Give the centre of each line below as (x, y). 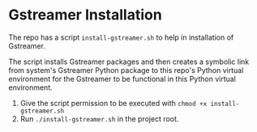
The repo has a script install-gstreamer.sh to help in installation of (121, 37)
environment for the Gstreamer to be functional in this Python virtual (122, 79)
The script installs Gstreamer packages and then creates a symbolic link (129, 62)
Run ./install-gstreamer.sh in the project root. (99, 118)
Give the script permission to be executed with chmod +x (114, 103)
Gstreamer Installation (85, 15)
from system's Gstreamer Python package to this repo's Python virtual (126, 70)
